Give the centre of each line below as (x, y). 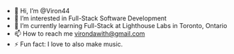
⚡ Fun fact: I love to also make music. (68, 44)
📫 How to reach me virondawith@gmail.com (79, 34)
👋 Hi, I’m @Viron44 (42, 11)
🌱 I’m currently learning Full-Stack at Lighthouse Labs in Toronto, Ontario (121, 26)
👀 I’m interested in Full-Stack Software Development (90, 18)
